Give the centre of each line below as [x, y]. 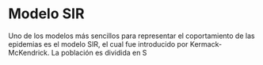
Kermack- [206, 44]
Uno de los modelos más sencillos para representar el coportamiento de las [131, 36]
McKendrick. [29, 52]
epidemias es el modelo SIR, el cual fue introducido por [98, 44]
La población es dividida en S [99, 52]
